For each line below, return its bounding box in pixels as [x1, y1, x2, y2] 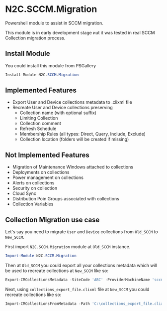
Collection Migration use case [5, 215, 100, 224]
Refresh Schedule [19, 126, 57, 132]
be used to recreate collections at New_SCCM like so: [5, 268, 108, 274]
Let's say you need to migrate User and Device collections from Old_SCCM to [5, 229, 158, 235]
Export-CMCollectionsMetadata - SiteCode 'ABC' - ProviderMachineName [5, 277, 150, 282]
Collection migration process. [5, 35, 66, 41]
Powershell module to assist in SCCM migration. [5, 20, 103, 26]
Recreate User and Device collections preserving [12, 105, 113, 111]
